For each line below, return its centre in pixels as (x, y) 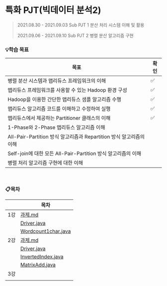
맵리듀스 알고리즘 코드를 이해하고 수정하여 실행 (59, 109)
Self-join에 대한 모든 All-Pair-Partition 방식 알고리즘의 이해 (75, 154)
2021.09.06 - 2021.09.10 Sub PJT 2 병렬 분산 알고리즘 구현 (75, 35)
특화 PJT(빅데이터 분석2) (53, 10)
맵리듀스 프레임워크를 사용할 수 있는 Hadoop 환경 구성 (68, 90)
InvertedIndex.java (42, 257)
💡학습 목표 (17, 49)
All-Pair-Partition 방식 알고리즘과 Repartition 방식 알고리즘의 (76, 137)
